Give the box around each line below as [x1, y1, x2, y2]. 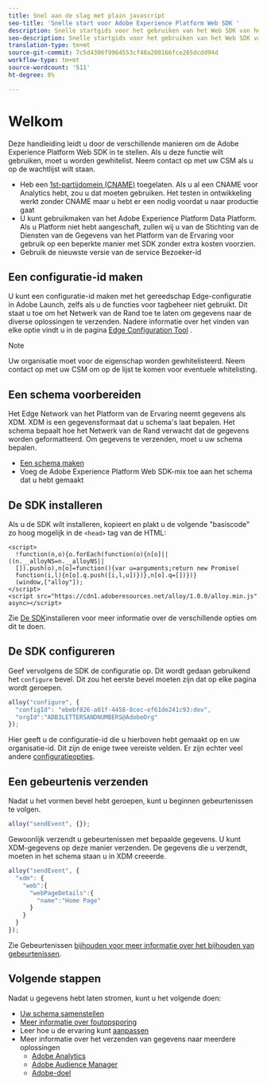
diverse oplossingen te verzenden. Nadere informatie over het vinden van [8, 316, 250, 327]
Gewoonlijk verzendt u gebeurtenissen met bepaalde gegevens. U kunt [8, 835, 241, 843]
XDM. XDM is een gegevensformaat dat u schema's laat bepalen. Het [8, 418, 236, 427]
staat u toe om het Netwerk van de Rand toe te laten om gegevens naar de [8, 309, 252, 318]
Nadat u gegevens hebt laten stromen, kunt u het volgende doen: [8, 993, 222, 1003]
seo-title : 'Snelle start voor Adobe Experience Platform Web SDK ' [8, 19, 240, 27]
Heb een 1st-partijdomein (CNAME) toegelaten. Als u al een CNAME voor [19, 179, 258, 189]
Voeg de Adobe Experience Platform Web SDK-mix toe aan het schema [19, 467, 253, 477]
